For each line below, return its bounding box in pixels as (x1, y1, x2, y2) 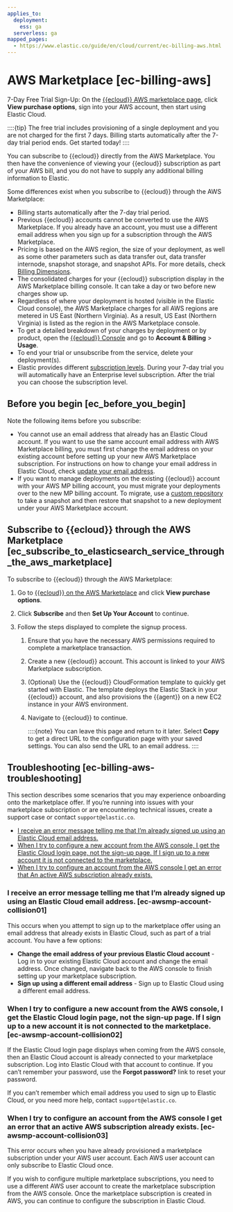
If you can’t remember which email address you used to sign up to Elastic (7, 1088, 217, 1097)
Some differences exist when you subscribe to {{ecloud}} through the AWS (7, 187, 222, 195)
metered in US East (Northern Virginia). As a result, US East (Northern (17, 311, 217, 319)
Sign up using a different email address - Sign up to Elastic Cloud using (17, 979, 224, 987)
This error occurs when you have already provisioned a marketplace (7, 1147, 202, 1155)
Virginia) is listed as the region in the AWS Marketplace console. (17, 319, 200, 327)
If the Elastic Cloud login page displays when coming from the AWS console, (7, 1045, 226, 1054)
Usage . (17, 341, 39, 349)
